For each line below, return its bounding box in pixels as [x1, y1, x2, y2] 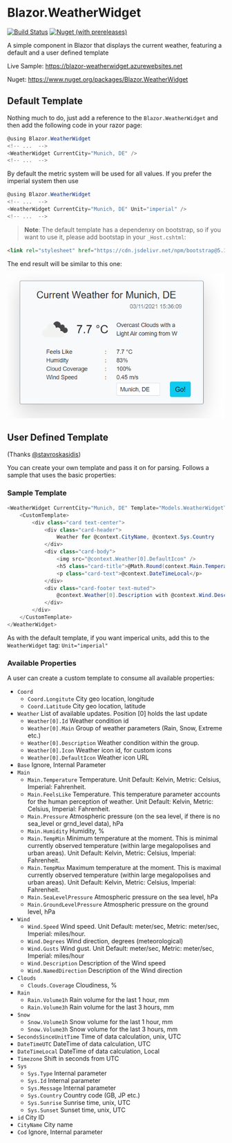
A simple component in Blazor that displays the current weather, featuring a [7, 41, 222, 49]
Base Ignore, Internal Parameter [17, 761, 106, 769]
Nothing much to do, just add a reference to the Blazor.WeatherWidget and [7, 113, 219, 122]
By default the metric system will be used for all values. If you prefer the [7, 169, 212, 178]
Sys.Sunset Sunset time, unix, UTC [27, 1106, 126, 1114]
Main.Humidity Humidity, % [27, 827, 105, 835]
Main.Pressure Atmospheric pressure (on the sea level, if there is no [27, 812, 220, 820]
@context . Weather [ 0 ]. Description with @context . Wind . [56, 592, 215, 599]
